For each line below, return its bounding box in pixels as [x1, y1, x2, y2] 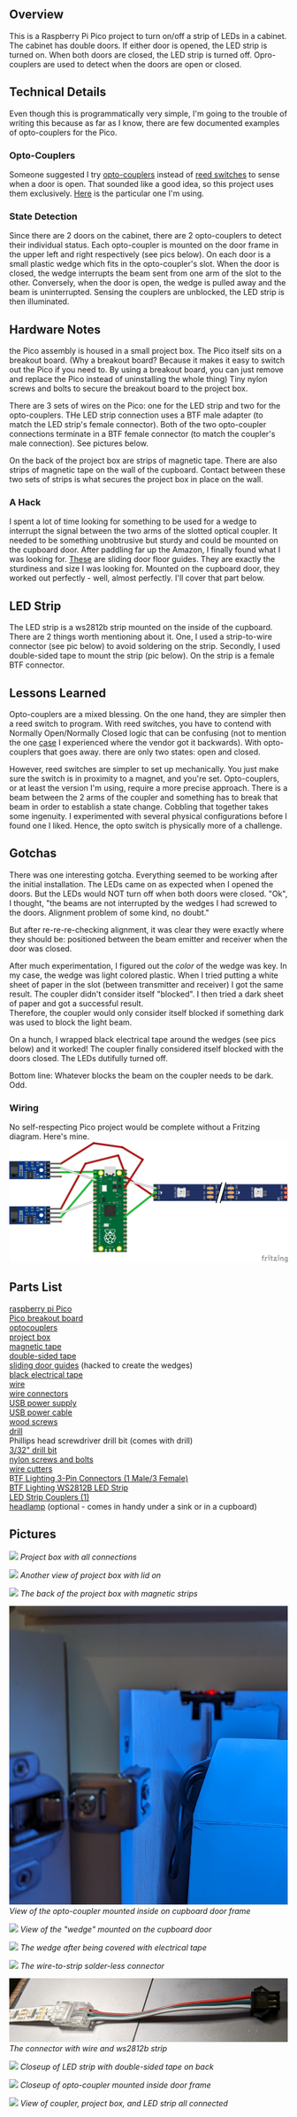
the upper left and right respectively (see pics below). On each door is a [9, 249, 271, 260]
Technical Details [9, 84, 107, 100]
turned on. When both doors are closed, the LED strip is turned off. [9, 49, 253, 60]
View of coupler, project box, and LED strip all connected [19, 2098, 228, 2109]
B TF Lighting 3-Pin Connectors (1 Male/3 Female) [9, 1473, 188, 1483]
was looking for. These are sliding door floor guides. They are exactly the [9, 554, 276, 565]
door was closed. [9, 943, 72, 954]
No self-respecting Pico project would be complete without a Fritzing [9, 1121, 261, 1133]
